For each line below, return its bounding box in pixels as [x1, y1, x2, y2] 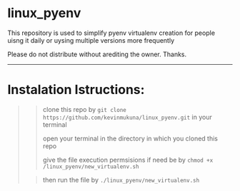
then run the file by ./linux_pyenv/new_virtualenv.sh [42, 175, 200, 184]
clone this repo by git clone [42, 105, 126, 113]
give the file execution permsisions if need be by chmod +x [42, 155, 214, 164]
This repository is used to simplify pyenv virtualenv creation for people [7, 29, 216, 37]
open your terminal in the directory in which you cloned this [42, 134, 218, 143]
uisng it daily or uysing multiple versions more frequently [7, 36, 175, 44]
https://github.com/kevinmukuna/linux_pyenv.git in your [42, 113, 212, 121]
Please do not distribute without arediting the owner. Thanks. [7, 50, 187, 58]
